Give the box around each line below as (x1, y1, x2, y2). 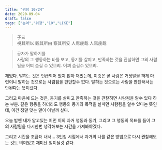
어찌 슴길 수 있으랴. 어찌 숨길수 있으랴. (26, 63, 98, 68)
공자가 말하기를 (16, 51, 46, 56)
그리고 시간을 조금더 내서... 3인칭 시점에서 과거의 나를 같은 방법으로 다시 (5, 134, 140, 140)
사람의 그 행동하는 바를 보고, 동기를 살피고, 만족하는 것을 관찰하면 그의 (16, 56, 148, 63)
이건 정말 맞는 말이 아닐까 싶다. (11, 107, 70, 113)
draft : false (5, 16, 31, 21)
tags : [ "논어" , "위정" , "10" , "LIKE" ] (5, 20, 73, 26)
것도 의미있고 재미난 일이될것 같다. (10, 140, 75, 146)
